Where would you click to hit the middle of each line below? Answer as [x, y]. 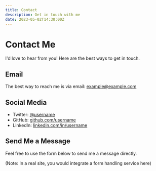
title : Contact [21, 10]
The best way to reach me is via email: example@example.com [71, 87]
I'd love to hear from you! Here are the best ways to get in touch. [73, 58]
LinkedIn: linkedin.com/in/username [50, 125]
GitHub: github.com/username [44, 120]
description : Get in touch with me [43, 15]
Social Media [26, 102]
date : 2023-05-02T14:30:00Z [35, 19]
